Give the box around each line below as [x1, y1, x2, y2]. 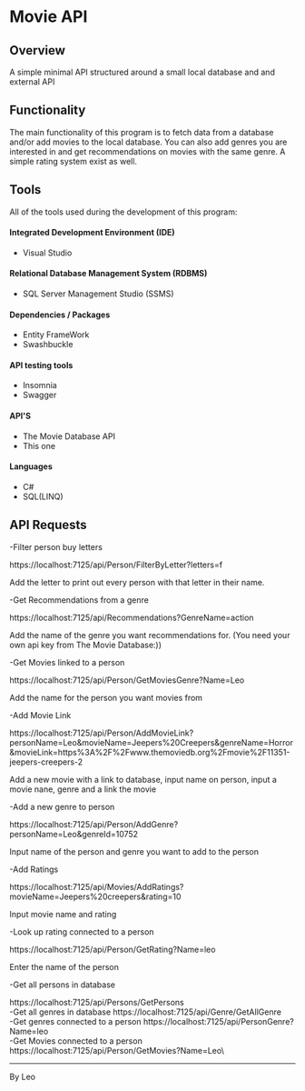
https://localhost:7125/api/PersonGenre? [143, 1016, 295, 1026]
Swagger [22, 389, 57, 401]
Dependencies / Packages [9, 309, 111, 320]
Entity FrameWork [22, 329, 90, 340]
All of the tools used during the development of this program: [9, 206, 238, 217]
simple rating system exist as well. [9, 155, 138, 166]
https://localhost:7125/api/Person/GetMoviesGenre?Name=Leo [9, 675, 245, 686]
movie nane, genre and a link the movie [9, 784, 157, 795]
